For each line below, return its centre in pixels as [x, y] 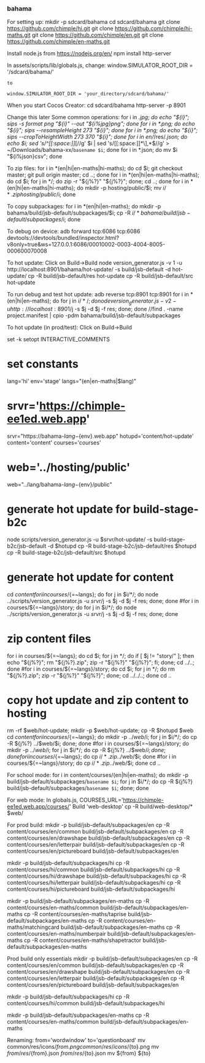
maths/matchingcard [33, 927]
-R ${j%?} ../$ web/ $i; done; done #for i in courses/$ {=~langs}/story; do [98, 743]
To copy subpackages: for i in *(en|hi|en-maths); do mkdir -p [84, 207]
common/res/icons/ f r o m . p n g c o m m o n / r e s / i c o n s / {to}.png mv [83, 1046]
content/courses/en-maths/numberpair [56, 933]
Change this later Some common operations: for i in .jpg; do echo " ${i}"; [98, 117]
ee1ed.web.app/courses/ [38, 806]
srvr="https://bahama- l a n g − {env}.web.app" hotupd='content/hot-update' [100, 436]
